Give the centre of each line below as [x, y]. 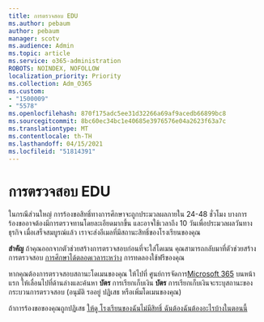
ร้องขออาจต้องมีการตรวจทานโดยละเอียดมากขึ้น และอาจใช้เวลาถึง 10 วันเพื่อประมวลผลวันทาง [130, 223]
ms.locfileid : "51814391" [52, 151]
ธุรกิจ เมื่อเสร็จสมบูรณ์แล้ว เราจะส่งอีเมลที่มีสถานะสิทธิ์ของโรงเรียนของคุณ [104, 232]
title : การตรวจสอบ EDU [43, 16]
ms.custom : [27, 91]
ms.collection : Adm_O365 [50, 83]
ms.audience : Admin [41, 46]
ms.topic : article [39, 53]
